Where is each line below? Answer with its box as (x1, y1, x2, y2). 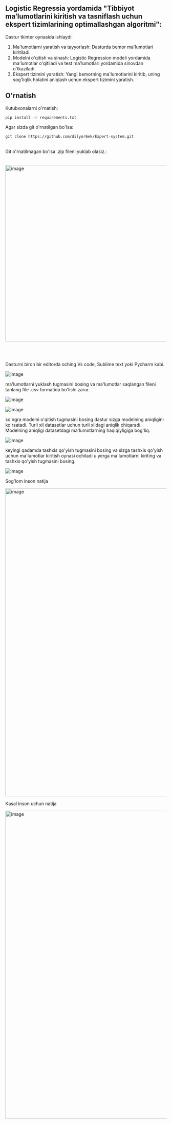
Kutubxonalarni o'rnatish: (5, 105, 58, 111)
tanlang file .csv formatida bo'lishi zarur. (5, 386, 90, 392)
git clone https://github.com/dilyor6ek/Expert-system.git (5, 134, 134, 139)
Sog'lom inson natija (5, 478, 49, 484)
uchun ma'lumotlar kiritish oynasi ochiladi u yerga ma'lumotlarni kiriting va (5, 452, 162, 459)
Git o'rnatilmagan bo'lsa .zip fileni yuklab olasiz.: (5, 148, 107, 155)
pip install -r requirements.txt (5, 115, 77, 120)
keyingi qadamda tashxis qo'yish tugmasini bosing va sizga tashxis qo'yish (5, 447, 163, 453)
